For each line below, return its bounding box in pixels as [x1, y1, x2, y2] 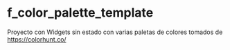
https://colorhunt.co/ [7, 35, 67, 43]
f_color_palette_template [7, 5, 154, 21]
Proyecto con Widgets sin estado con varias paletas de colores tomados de [7, 28, 223, 36]
